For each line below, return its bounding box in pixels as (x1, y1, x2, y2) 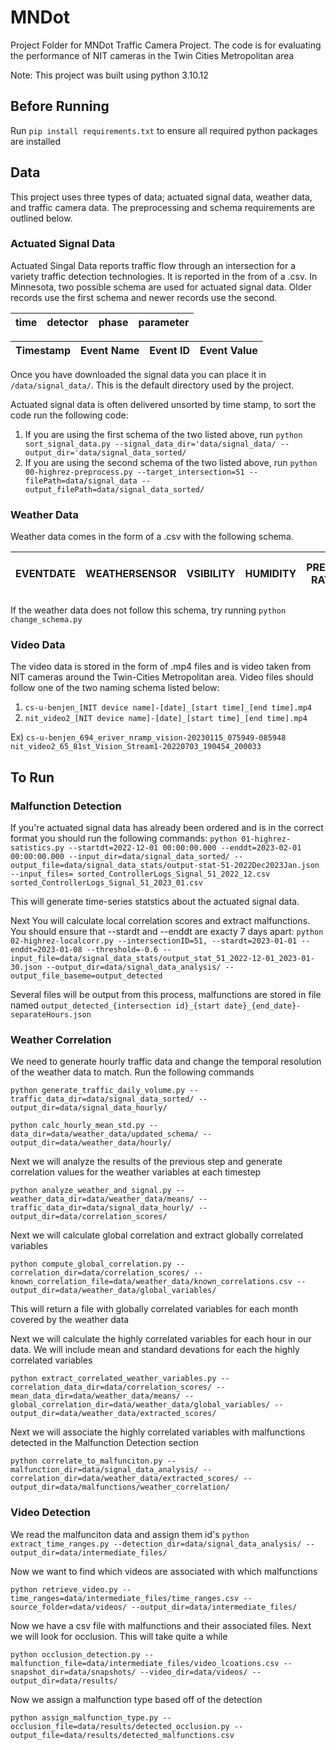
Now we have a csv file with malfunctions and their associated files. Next (10, 1619, 312, 1631)
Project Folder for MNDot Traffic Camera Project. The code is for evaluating (10, 39, 322, 51)
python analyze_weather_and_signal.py (10, 1186, 172, 1196)
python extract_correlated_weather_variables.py (10, 1374, 217, 1384)
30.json (10, 962, 43, 973)
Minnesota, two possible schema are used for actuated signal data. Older (10, 281, 312, 293)
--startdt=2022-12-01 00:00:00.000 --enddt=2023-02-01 (68, 843, 302, 853)
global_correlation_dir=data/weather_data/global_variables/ (10, 1400, 271, 1410)
